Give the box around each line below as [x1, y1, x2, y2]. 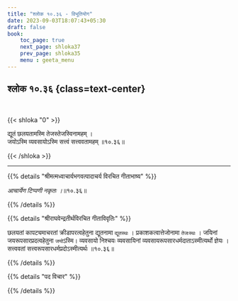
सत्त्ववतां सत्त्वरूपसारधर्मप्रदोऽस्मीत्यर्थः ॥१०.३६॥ [7, 244, 115, 253]
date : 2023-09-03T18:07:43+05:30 [7, 17, 106, 24]
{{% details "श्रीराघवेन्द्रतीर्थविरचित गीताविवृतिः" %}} [7, 214, 131, 222]
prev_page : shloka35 [20, 50, 81, 58]
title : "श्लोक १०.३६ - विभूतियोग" [7, 10, 93, 18]
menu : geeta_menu [20, 57, 74, 64]
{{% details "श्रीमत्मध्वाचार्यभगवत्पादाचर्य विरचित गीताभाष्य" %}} [7, 172, 157, 180]
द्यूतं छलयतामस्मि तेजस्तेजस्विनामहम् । [7, 129, 93, 138]
